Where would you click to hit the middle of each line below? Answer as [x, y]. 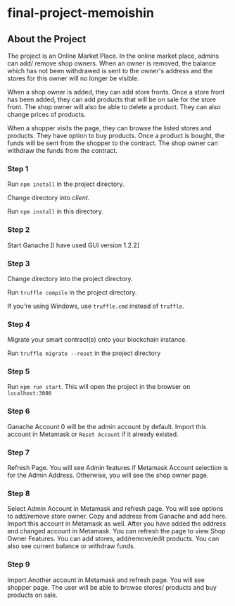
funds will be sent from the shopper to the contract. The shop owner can [113, 143]
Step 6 [19, 412]
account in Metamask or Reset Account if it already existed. [93, 434]
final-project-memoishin [81, 13]
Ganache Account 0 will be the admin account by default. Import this [107, 426]
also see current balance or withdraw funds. [71, 546]
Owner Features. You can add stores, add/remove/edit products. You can [113, 539]
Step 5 [19, 371]
